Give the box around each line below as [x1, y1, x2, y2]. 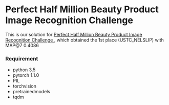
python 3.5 [12, 67, 36, 73]
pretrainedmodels [12, 89, 50, 95]
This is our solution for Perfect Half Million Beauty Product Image [5, 31, 142, 37]
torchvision [12, 83, 37, 89]
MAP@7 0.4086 [5, 42, 39, 48]
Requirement [5, 55, 38, 62]
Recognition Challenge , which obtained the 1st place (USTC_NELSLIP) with [5, 37, 164, 43]
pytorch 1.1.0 [12, 72, 39, 78]
